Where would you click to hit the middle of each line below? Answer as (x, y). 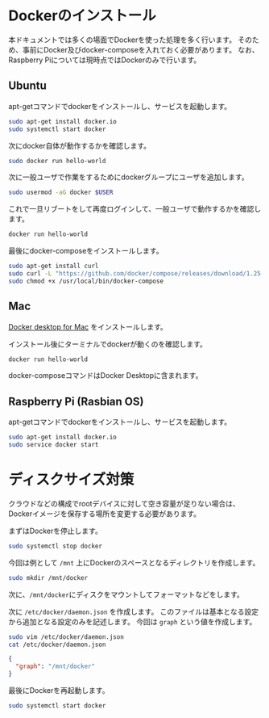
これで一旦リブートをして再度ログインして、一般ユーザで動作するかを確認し (135, 209)
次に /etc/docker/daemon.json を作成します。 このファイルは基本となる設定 (134, 611)
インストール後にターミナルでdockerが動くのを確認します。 (108, 344)
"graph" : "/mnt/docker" (55, 666)
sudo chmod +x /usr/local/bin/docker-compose (86, 281)
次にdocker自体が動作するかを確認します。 (80, 145)
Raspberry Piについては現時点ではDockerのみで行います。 (105, 60)
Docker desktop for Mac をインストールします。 (88, 326)
